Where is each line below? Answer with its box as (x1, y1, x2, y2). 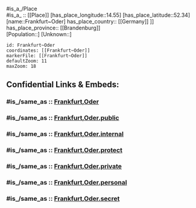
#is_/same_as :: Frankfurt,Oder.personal (6, 178, 127, 186)
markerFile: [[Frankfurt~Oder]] (6, 53, 87, 59)
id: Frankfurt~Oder (6, 42, 55, 48)
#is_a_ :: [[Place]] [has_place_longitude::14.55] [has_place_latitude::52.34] (6, 11, 191, 19)
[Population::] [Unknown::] (6, 31, 72, 38)
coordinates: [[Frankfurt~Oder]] (6, 47, 90, 54)
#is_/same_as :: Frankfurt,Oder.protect (6, 146, 122, 154)
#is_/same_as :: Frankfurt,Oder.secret (6, 194, 120, 203)
